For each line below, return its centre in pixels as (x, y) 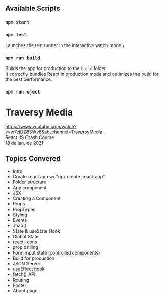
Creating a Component (36, 198)
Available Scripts (33, 8)
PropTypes (24, 209)
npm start (17, 22)
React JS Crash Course (30, 137)
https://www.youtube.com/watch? (41, 126)
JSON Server (26, 263)
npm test (16, 35)
